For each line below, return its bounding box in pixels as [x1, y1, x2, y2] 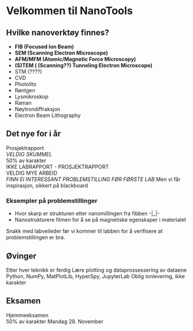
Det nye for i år [6, 129, 61, 139]
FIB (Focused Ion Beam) [14, 43, 74, 50]
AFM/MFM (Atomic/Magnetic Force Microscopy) [14, 56, 137, 62]
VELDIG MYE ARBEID [6, 169, 58, 176]
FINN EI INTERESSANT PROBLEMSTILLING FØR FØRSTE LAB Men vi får [6, 175, 181, 183]
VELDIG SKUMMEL [6, 151, 52, 158]
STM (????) [14, 68, 42, 75]
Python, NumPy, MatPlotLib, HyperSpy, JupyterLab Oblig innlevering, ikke [6, 272, 185, 280]
